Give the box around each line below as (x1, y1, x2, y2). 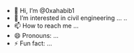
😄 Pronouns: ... (13, 32, 59, 39)
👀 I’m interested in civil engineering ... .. (13, 14, 128, 22)
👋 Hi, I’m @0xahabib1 (13, 7, 75, 14)
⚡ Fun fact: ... (13, 39, 52, 47)
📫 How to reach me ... (13, 21, 79, 30)
